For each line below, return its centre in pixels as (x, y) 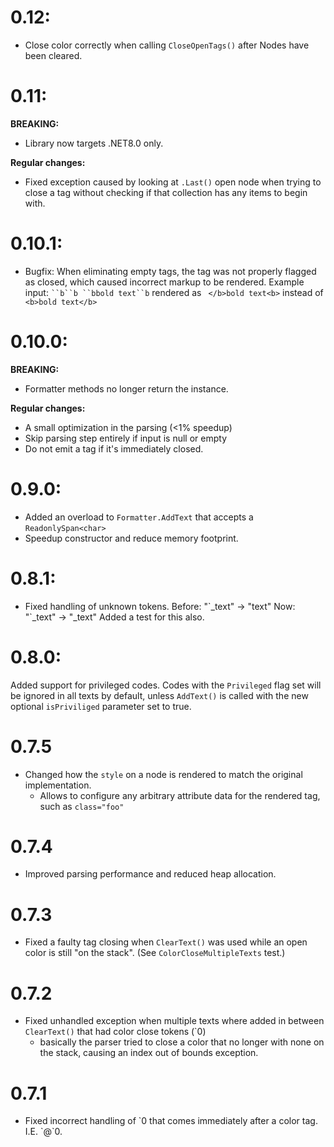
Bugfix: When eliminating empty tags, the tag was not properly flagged (170, 271)
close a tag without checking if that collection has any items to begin (166, 192)
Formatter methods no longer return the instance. (126, 388)
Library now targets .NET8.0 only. (94, 143)
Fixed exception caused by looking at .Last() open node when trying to (173, 182)
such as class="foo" (82, 806)
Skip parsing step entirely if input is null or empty (126, 438)
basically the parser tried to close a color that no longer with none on (182, 1042)
